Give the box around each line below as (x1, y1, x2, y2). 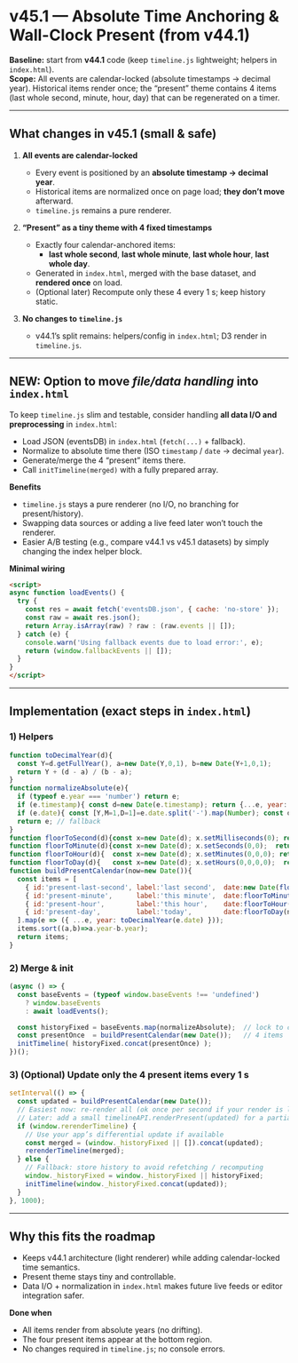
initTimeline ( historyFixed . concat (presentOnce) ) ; (17, 1040, 213, 1048)
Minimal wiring (9, 562, 66, 574)
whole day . (48, 258, 90, 268)
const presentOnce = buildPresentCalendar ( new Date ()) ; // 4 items (17, 1031, 284, 1040)
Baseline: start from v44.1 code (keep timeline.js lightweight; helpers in (9, 54, 278, 65)
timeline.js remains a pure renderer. (35, 204, 172, 215)
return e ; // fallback (17, 817, 101, 825)
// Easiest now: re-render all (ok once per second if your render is (17, 1105, 284, 1114)
